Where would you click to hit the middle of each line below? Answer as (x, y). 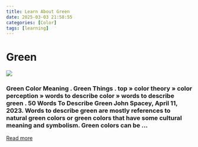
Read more (20, 138)
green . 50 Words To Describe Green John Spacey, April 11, (92, 103)
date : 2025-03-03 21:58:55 (39, 17)
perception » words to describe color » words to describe (90, 96)
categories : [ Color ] (32, 22)
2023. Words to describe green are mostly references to (88, 111)
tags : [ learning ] (27, 28)
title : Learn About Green (38, 12)
